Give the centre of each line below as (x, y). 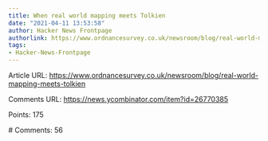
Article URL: (28, 75)
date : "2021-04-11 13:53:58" (57, 23)
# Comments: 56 (36, 130)
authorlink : (28, 38)
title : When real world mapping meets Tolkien (87, 16)
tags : (17, 45)
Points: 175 (26, 115)
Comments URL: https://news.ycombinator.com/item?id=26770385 (118, 99)
